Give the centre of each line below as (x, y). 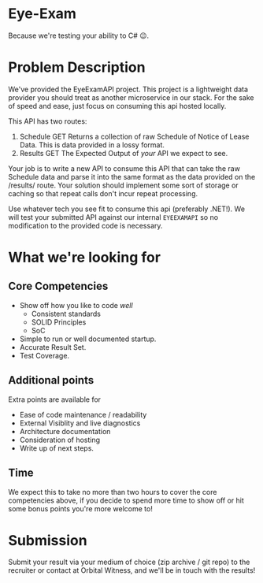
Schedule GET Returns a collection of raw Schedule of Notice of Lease (134, 136)
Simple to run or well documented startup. (88, 339)
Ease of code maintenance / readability (83, 414)
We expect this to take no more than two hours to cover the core (113, 492)
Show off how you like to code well (76, 305)
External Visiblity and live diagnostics (80, 423)
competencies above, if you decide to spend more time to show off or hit (126, 500)
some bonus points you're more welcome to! (81, 508)
